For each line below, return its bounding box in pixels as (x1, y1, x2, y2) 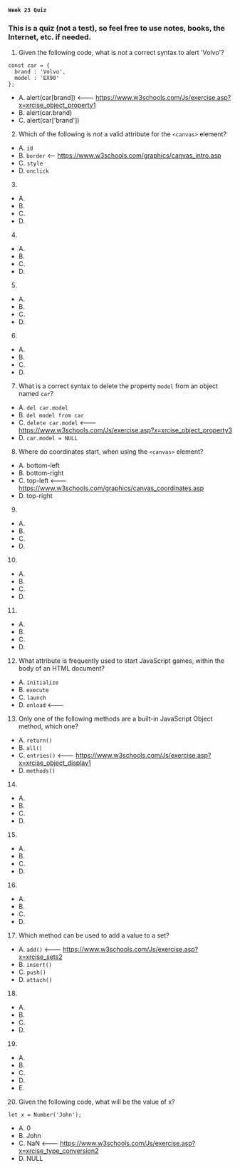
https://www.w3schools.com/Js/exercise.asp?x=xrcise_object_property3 (18, 426, 233, 435)
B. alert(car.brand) (18, 108, 73, 117)
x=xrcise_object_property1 (18, 101, 96, 110)
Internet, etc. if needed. (8, 32, 92, 42)
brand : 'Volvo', (14, 68, 66, 76)
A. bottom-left (18, 461, 60, 470)
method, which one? (18, 722, 79, 731)
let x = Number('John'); (8, 1112, 82, 1119)
